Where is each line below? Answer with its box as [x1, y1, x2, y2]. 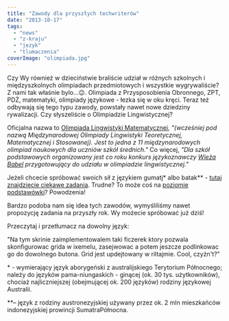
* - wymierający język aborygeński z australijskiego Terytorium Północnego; [7, 263, 223, 272]
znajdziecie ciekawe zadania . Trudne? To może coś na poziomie [7, 180, 189, 189]
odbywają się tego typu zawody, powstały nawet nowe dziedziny [7, 102, 191, 111]
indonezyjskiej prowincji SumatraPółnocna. [7, 305, 128, 313]
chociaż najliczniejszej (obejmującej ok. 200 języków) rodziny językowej [7, 278, 211, 286]
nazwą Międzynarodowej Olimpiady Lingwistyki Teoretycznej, [7, 131, 183, 139]
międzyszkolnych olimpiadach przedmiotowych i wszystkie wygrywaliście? [7, 80, 219, 89]
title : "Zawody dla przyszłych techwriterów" [7, 10, 139, 17]
